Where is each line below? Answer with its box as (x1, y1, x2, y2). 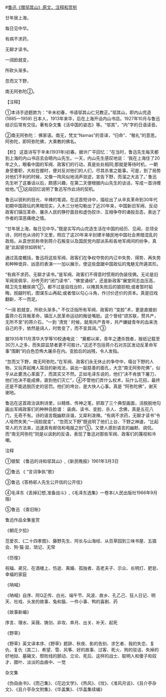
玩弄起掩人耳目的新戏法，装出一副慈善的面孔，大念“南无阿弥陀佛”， (18, 365, 157, 371)
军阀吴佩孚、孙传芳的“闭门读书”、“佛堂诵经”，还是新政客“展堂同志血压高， (5, 278, 158, 283)
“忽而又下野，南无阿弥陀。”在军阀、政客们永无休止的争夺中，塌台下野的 (5, 359, 150, 365)
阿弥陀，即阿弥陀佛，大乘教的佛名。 (5, 139, 79, 144)
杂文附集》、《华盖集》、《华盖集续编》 (31, 687, 105, 692)
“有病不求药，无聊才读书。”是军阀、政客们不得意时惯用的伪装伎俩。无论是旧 (5, 272, 159, 277)
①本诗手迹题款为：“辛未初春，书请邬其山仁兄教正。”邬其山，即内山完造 (5, 109, 152, 115)
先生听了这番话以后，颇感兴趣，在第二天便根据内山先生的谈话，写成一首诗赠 (5, 180, 161, 186)
